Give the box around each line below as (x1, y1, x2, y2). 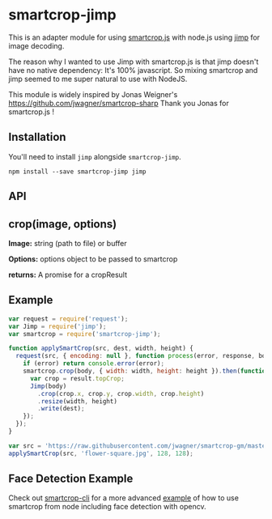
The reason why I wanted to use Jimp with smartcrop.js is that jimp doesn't (8, 57, 259, 66)
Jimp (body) (29, 382, 67, 390)
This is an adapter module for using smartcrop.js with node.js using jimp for (8, 32, 261, 42)
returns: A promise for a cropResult (8, 270, 128, 279)
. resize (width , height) (37, 397, 117, 406)
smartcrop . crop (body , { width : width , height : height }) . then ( (23, 367, 241, 376)
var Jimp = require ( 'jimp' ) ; (8, 322, 107, 330)
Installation (8, 130, 66, 144)
